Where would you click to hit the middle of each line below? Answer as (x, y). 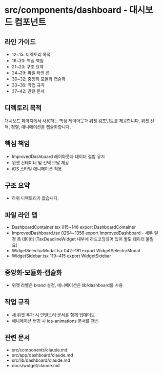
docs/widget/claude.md (36, 365)
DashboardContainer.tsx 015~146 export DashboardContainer (74, 227)
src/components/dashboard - (66, 10)
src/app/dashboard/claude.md (42, 355)
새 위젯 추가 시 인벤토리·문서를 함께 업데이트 (53, 315)
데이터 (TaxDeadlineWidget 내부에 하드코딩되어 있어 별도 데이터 (83, 239)
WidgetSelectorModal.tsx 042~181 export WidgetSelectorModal (76, 251)
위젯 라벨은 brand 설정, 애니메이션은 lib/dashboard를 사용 (67, 285)
